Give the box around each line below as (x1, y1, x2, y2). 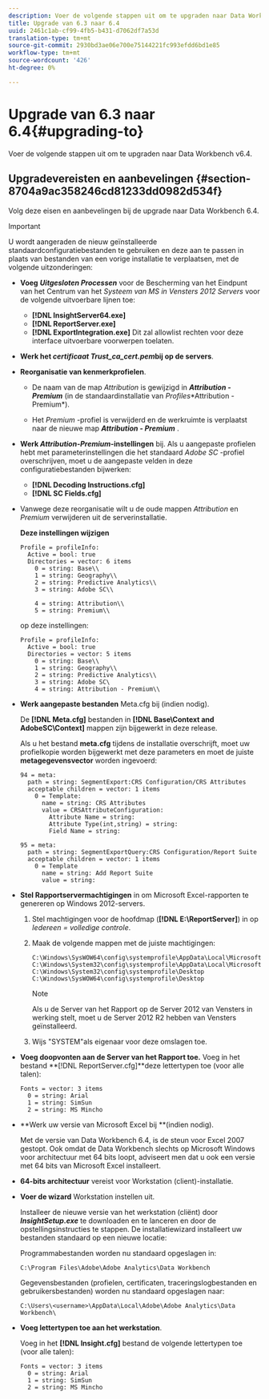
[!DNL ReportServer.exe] (31, 319, 116, 328)
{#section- (195, 172, 251, 186)
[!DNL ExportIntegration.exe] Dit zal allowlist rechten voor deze (31, 327, 244, 337)
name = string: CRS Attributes (41, 799, 147, 807)
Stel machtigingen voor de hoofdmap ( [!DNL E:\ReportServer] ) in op (31, 914, 259, 924)
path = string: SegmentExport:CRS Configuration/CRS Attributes (27, 778, 247, 786)
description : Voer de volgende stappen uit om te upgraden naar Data (8, 11, 246, 20)
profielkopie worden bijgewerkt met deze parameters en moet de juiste (19, 747, 255, 756)
